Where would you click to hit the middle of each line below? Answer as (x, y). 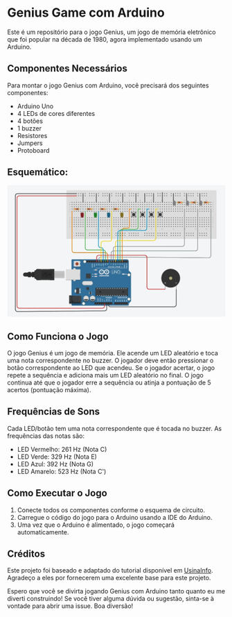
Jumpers (30, 143)
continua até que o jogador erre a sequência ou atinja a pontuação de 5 (109, 382)
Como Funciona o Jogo (58, 336)
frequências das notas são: (46, 436)
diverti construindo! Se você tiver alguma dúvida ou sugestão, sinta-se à (111, 599)
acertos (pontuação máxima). (49, 390)
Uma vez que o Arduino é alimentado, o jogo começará (96, 525)
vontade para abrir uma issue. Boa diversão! (70, 606)
